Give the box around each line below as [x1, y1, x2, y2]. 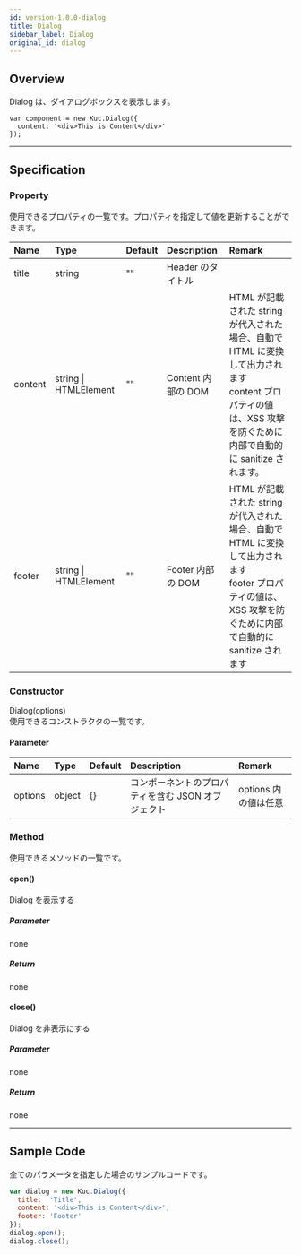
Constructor [9, 685, 64, 697]
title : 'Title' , [17, 1195, 82, 1204]
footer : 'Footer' [17, 1212, 82, 1221]
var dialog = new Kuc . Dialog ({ [9, 1187, 126, 1196]
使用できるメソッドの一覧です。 [9, 853, 127, 863]
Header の [167, 261, 210, 273]
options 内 [238, 783, 282, 796]
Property [9, 189, 49, 202]
